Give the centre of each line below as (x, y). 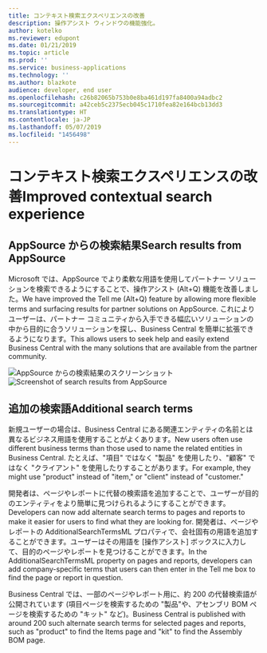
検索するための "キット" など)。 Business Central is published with (137, 614)
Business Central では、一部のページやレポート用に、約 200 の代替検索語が (133, 594)
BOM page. (27, 640)
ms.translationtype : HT (48, 113)
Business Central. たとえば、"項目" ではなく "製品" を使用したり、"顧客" (128, 458)
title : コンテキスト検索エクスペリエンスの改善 (77, 16)
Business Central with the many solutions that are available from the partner (133, 348)
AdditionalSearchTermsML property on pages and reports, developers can (130, 561)
